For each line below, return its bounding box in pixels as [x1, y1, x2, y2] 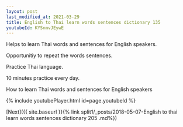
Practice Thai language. [6, 63, 63, 70]
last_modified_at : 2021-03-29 [6, 14, 80, 20]
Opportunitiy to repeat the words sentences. [6, 52, 113, 59]
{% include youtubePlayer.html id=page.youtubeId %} [6, 97, 136, 104]
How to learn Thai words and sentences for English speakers [6, 86, 153, 93]
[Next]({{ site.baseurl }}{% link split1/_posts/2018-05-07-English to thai [6, 108, 178, 115]
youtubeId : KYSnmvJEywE [6, 24, 64, 31]
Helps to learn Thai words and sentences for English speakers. [6, 41, 157, 48]
